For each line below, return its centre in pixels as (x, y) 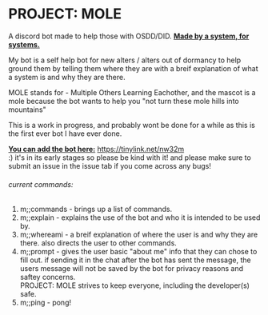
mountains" (27, 110)
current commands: (41, 184)
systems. (24, 44)
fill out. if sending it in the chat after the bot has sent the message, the (135, 260)
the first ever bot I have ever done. (65, 134)
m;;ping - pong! (46, 303)
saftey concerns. (48, 277)
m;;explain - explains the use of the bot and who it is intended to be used (140, 217)
